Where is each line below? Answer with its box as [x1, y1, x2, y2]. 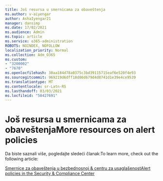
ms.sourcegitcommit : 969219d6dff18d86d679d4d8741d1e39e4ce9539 [5, 75, 136, 80]
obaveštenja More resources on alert [5, 125, 155, 135]
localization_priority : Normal [5, 48, 69, 53]
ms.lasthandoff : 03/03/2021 [5, 89, 62, 93]
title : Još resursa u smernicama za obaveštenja [5, 7, 106, 12]
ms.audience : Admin [5, 30, 45, 35]
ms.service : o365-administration [5, 39, 73, 44]
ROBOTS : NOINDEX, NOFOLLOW [5, 43, 60, 48]
